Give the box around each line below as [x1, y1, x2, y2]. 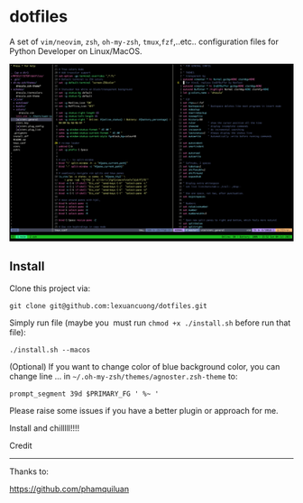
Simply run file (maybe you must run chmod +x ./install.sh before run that [9, 317, 291, 328]
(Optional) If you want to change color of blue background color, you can [9, 361, 280, 371]
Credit [9, 440, 32, 451]
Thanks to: [9, 466, 50, 477]
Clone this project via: [9, 282, 91, 294]
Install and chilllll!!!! [9, 422, 80, 434]
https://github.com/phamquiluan [9, 483, 129, 494]
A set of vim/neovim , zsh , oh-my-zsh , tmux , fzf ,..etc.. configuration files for [9, 36, 280, 47]
